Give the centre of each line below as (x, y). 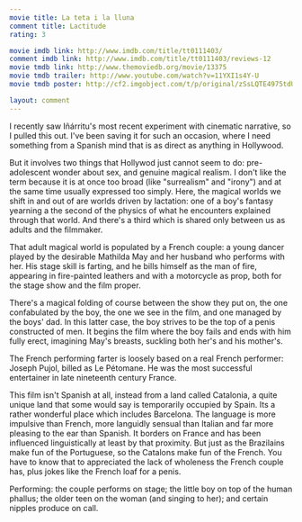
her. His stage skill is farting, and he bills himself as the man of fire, (133, 265)
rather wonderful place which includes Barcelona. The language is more (142, 414)
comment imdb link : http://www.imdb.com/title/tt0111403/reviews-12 (140, 59)
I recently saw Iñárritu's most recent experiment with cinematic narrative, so (151, 126)
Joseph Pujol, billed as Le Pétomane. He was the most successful (131, 368)
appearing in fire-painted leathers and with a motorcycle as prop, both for (146, 275)
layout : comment (40, 100)
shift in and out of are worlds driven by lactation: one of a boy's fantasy (142, 201)
